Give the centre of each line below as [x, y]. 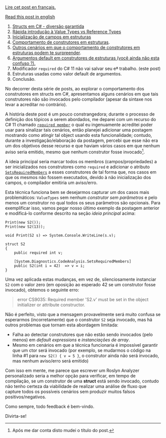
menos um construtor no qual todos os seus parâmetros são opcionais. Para [83, 202]
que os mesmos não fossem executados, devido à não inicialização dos [78, 177]
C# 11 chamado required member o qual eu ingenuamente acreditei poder [79, 125]
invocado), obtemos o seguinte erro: [42, 290]
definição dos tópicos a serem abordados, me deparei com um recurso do [81, 119]
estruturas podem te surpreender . [47, 53]
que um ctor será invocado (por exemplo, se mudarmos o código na [82, 350]
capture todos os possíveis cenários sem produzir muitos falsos [70, 391]
